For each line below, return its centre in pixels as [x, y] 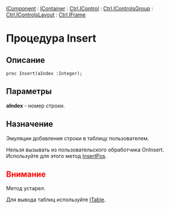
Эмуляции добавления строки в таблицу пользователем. [78, 138]
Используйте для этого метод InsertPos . [57, 156]
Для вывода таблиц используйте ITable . [56, 200]
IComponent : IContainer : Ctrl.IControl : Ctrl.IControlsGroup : [80, 9]
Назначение [30, 124]
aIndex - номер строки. [36, 106]
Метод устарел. [26, 188]
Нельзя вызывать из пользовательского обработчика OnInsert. [85, 150]
